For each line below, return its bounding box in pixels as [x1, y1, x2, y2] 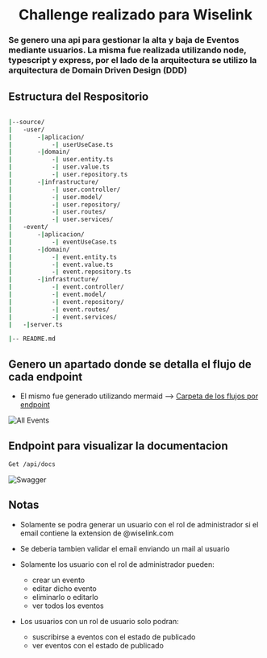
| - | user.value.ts [8, 163, 111, 171]
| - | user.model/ [8, 193, 103, 201]
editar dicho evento [31, 583, 97, 593]
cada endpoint [8, 369, 83, 384]
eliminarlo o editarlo [31, 592, 98, 602]
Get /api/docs [8, 460, 56, 469]
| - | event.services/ [8, 313, 117, 321]
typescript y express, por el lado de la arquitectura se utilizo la [8, 55, 257, 66]
